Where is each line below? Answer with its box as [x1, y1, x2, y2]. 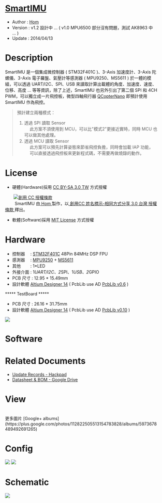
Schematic [5, 476, 49, 487]
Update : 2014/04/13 [12, 35, 53, 41]
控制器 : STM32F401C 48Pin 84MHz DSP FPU [12, 251, 108, 257]
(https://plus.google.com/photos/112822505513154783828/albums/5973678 [5, 421, 157, 427]
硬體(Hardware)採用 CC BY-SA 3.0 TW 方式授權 [12, 184, 107, 190]
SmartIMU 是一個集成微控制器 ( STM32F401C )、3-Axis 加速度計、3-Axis [5, 69, 151, 75]
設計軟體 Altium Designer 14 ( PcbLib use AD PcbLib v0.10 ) [12, 307, 131, 313]
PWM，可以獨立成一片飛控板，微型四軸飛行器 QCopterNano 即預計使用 [5, 93, 147, 99]
